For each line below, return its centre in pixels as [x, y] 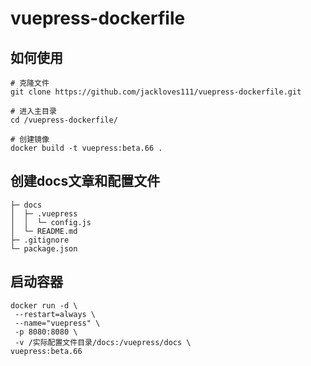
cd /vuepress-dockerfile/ [64, 120]
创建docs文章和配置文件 [85, 181]
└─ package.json [44, 248]
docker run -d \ [44, 305]
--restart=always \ [55, 314]
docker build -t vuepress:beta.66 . [86, 148]
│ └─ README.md [44, 231]
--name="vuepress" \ [57, 323]
